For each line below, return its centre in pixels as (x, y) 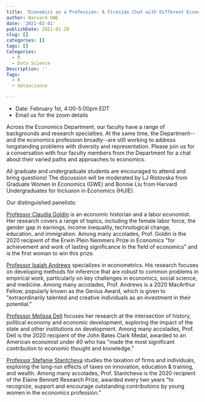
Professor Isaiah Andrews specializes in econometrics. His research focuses (103, 265)
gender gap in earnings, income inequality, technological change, (88, 227)
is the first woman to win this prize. (50, 253)
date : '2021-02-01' (31, 23)
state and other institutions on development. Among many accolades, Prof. (100, 329)
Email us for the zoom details (52, 115)
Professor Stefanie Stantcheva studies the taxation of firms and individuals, (101, 360)
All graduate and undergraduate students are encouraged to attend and (96, 171)
